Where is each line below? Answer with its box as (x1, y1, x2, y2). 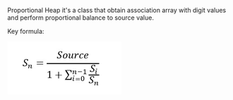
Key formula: (7, 27, 44, 35)
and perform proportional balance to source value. (7, 13, 154, 22)
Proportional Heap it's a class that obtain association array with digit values (7, 6, 227, 14)
